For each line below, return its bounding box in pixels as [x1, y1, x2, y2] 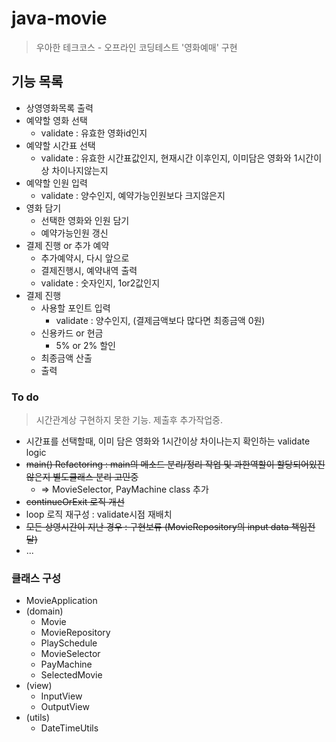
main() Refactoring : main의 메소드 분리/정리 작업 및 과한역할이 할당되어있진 [25, 458, 326, 471]
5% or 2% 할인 [55, 339, 116, 351]
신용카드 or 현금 [40, 327, 104, 339]
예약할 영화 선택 [25, 114, 88, 126]
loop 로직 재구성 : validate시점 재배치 [25, 508, 173, 521]
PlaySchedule [40, 637, 98, 649]
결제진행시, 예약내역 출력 [40, 264, 138, 276]
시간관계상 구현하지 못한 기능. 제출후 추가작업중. [35, 414, 224, 426]
